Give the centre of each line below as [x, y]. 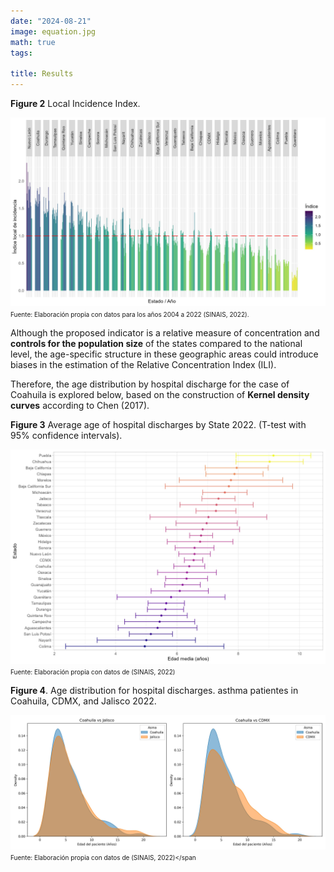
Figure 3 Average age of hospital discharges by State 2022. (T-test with [158, 425]
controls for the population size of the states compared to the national [156, 344]
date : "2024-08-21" [51, 21]
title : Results [42, 74]
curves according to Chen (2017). [80, 406]
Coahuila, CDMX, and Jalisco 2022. [83, 701]
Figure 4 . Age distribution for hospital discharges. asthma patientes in [154, 690]
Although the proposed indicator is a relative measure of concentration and [165, 333]
